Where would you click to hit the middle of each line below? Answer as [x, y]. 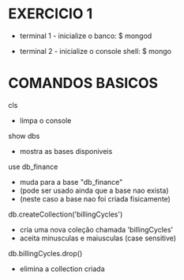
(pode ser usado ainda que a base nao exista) [94, 190]
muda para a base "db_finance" [71, 182]
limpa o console [45, 121]
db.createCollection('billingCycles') [66, 214]
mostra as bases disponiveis [66, 151]
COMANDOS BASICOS [83, 83]
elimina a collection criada [62, 268]
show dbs [24, 136]
